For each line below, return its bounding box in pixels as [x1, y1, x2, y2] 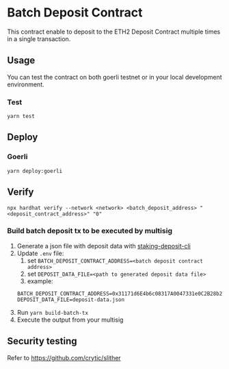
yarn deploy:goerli [7, 167, 63, 174]
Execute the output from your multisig [16, 316, 124, 324]
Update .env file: [16, 249, 64, 257]
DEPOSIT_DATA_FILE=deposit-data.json [16, 296, 125, 303]
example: [27, 276, 53, 285]
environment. [7, 80, 44, 88]
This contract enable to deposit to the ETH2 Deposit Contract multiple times [7, 27, 221, 36]
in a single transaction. [7, 34, 71, 43]
